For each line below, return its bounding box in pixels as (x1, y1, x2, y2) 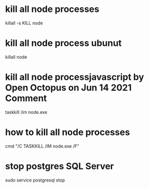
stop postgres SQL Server (5, 161, 114, 172)
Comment (5, 93, 47, 104)
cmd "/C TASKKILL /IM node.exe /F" (5, 143, 80, 149)
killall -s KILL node (5, 20, 43, 26)
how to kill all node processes (5, 127, 131, 138)
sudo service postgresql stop (5, 177, 65, 183)
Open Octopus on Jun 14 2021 (5, 82, 132, 93)
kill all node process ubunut (5, 37, 122, 49)
